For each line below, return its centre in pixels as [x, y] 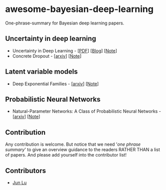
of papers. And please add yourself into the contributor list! [66, 155]
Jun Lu [19, 183]
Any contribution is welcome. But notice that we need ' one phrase [73, 144]
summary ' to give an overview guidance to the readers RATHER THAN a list [83, 150]
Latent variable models [42, 72]
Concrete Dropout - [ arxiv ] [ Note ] [47, 56]
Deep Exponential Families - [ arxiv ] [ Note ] [55, 84]
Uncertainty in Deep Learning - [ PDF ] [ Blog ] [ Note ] [65, 50]
